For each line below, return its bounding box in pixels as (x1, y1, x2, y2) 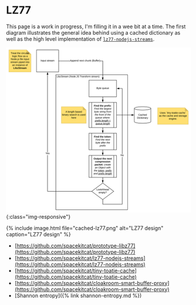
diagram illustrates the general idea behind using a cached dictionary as (6, 29, 181, 36)
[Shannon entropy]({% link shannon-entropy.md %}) (14, 292, 142, 299)
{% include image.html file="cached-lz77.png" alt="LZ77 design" (6, 224, 164, 232)
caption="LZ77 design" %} (6, 231, 72, 238)
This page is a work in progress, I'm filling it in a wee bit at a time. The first (6, 23, 186, 30)
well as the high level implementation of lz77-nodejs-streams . (6, 35, 155, 42)
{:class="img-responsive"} (6, 213, 71, 220)
